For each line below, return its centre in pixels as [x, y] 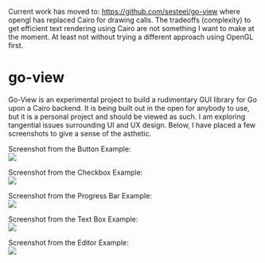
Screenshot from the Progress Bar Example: [80, 195]
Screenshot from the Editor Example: [68, 242]
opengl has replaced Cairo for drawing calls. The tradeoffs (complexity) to [130, 20]
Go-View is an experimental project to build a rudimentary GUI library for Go [132, 100]
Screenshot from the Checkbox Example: [76, 172]
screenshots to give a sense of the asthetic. [80, 133]
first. [16, 45]
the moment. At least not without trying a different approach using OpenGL [131, 37]
